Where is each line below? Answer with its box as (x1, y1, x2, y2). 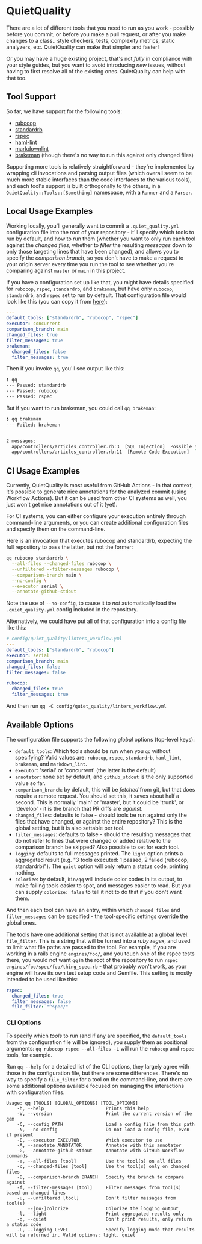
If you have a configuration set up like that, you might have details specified (6, 278, 194, 286)
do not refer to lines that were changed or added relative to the (14, 837, 171, 844)
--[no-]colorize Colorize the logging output (28, 1205, 179, 1211)
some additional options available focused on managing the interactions (6, 1082, 185, 1089)
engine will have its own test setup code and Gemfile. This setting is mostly (6, 969, 192, 977)
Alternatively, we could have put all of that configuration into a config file (6, 617, 186, 625)
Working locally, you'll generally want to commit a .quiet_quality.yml (6, 222, 179, 230)
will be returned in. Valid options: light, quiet (6, 1232, 136, 1238)
